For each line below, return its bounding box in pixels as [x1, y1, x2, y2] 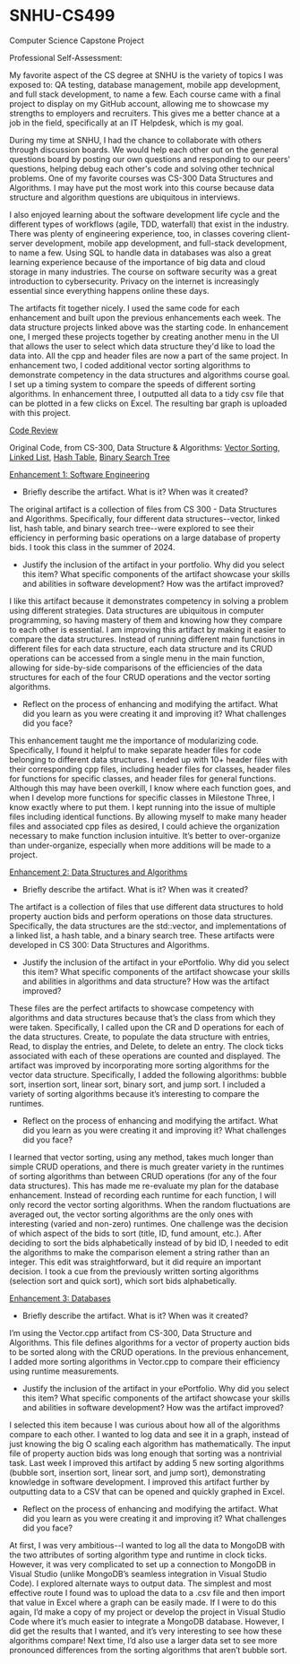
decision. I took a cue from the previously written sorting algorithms [9, 1265, 260, 1277]
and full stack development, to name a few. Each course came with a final [9, 89, 281, 99]
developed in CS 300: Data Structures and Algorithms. [9, 939, 210, 950]
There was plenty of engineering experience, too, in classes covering [9, 228, 265, 238]
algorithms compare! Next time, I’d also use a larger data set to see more [9, 1634, 278, 1645]
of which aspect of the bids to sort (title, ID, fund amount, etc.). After [9, 1228, 262, 1238]
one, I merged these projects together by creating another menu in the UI [9, 331, 279, 341]
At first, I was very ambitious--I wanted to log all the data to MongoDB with [9, 1539, 285, 1550]
